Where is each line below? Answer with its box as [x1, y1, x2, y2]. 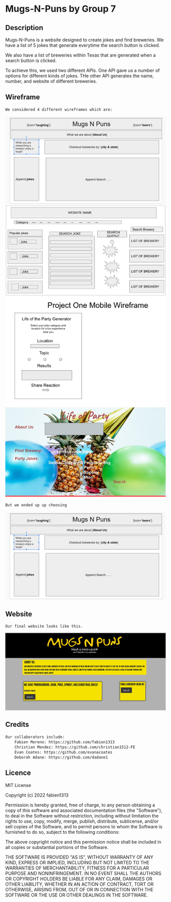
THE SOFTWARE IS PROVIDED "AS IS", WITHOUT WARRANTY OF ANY [5, 854, 154, 860]
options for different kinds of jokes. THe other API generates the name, [5, 73, 154, 79]
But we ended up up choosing [5, 502, 67, 508]
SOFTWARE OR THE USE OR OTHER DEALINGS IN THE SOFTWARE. [5, 892, 148, 898]
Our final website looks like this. [5, 624, 83, 629]
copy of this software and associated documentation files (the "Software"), [5, 807, 163, 813]
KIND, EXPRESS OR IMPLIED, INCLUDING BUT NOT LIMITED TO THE [5, 859, 150, 865]
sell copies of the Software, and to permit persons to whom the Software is [5, 823, 163, 830]
